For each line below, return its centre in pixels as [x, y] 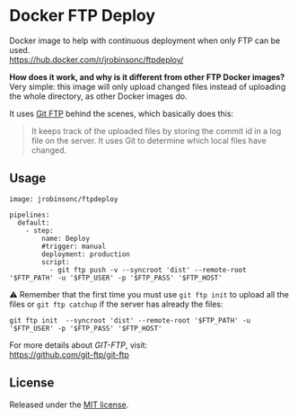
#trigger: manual [74, 246]
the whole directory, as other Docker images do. [98, 96]
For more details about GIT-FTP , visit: [79, 345]
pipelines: [30, 215]
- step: [39, 230]
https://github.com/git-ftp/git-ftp [70, 354]
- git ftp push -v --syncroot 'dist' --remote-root [148, 270]
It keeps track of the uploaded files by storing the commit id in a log [156, 130]
